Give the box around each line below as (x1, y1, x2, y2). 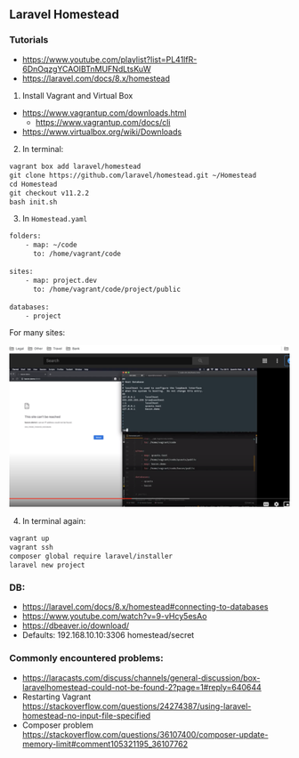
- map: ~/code (25, 240, 77, 249)
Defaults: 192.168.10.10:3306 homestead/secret (21, 630, 195, 641)
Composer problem (21, 720, 93, 730)
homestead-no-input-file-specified (21, 710, 151, 721)
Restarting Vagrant (21, 691, 92, 702)
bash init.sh (9, 198, 58, 206)
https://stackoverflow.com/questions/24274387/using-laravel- (21, 700, 252, 711)
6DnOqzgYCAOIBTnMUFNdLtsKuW (21, 63, 151, 74)
